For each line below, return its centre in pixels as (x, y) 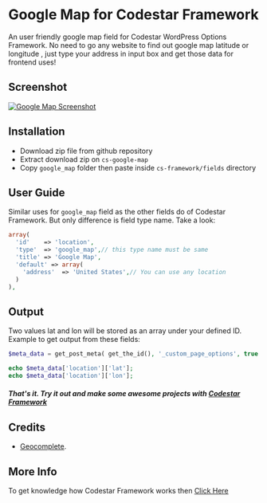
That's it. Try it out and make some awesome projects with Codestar (124, 394)
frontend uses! (32, 62)
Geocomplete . (43, 446)
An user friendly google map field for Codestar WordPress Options (118, 37)
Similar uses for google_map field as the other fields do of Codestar (117, 212)
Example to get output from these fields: (75, 340)
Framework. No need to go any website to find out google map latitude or (129, 45)
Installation (37, 132)
